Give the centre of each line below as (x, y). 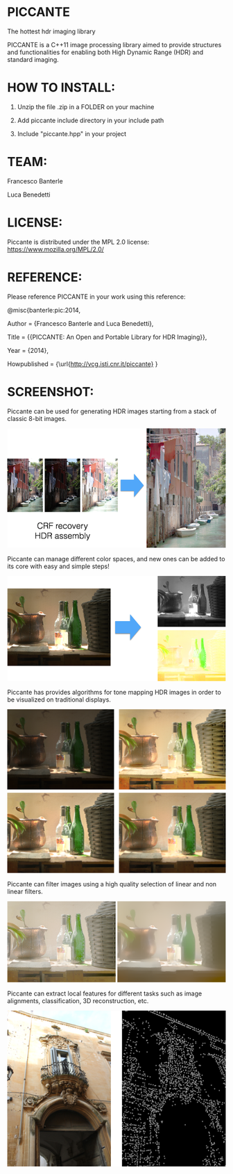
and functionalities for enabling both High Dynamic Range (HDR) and (105, 52)
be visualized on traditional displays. (59, 700)
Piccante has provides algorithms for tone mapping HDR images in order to (114, 693)
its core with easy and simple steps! (58, 566)
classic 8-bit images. (37, 418)
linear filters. (25, 891)
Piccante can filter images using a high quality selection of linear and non (112, 884)
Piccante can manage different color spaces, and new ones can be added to (116, 559)
